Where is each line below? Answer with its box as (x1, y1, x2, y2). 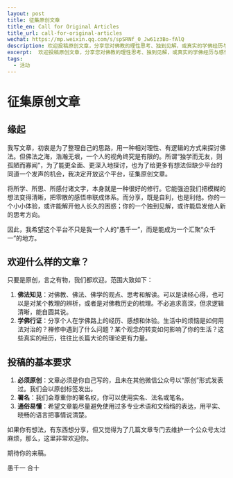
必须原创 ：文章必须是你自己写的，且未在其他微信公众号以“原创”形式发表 (17, 376, 224, 384)
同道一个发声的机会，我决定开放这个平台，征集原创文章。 (7, 170, 171, 178)
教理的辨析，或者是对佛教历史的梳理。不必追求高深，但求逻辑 (47, 299, 224, 308)
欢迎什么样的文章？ (7, 256, 89, 268)
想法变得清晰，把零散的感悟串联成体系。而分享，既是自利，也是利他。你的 (7, 192, 220, 201)
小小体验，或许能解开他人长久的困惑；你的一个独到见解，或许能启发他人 (12, 201, 220, 210)
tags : (7, 56, 23, 63)
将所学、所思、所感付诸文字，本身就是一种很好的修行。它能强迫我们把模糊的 (7, 184, 226, 192)
